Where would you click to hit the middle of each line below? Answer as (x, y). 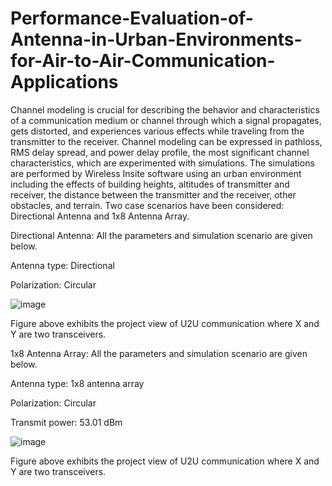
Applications (64, 82)
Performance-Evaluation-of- (132, 18)
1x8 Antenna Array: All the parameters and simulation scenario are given (159, 353)
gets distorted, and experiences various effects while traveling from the (157, 131)
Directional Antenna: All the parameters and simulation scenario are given (161, 235)
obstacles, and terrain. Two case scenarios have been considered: (147, 205)
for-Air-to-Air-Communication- (143, 61)
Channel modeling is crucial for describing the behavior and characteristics (165, 109)
